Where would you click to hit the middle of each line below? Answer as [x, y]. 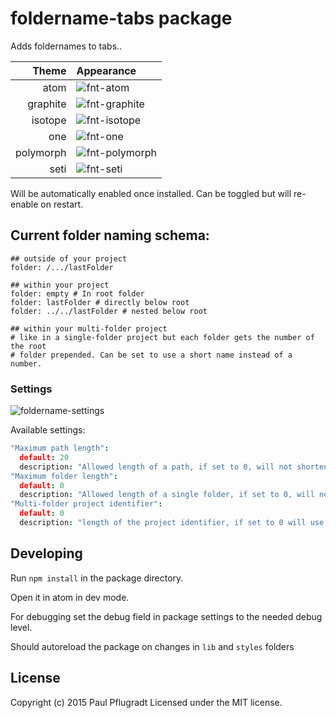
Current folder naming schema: [110, 235]
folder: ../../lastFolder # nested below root [109, 311]
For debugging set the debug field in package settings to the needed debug [166, 616]
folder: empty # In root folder [77, 293]
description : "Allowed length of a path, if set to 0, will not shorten [174, 467]
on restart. [62, 204]
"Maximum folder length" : [64, 476]
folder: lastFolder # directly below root [100, 302]
